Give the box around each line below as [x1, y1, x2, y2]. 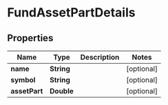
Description [80, 53, 120, 62]
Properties [7, 32, 54, 44]
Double [49, 86, 74, 95]
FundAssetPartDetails [7, 5, 136, 21]
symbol [10, 75, 36, 84]
